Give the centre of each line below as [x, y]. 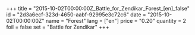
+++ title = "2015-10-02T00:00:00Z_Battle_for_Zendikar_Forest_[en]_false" [98, 8]
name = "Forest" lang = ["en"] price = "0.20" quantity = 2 [116, 21]
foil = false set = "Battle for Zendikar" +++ [58, 27]
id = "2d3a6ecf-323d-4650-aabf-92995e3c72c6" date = [76, 15]
